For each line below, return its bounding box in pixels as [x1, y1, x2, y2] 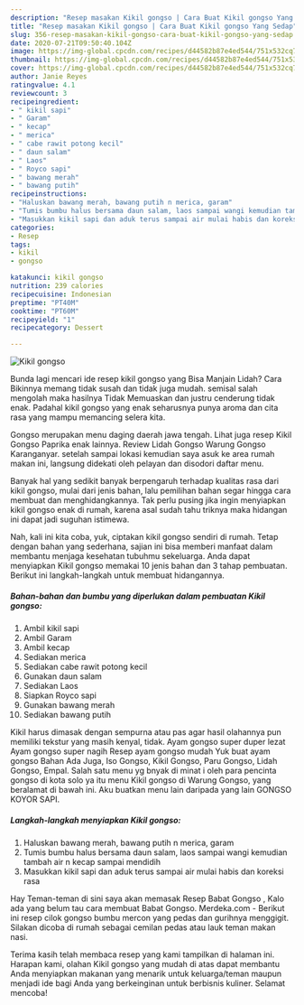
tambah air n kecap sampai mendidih [23, 857, 161, 868]
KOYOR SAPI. [10, 794, 60, 805]
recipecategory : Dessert [10, 323, 104, 332]
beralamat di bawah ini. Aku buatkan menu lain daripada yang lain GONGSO [10, 785, 292, 796]
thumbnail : [10, 55, 51, 64]
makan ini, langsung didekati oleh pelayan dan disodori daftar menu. [10, 458, 264, 470]
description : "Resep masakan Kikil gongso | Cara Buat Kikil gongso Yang [10, 13, 294, 23]
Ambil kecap [23, 642, 70, 653]
